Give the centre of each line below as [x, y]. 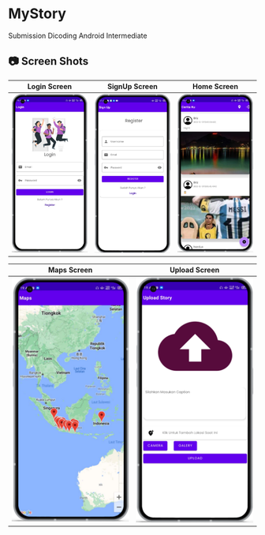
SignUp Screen [132, 87]
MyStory [37, 14]
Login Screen [50, 87]
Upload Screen [194, 270]
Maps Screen [71, 270]
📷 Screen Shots [49, 61]
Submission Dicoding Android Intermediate [78, 36]
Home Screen [216, 87]
